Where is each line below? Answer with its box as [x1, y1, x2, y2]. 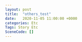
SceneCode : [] [5, 29, 34, 34]
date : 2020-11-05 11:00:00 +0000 [5, 16, 78, 21]
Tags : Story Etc [5, 25, 38, 30]
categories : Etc [5, 20, 38, 26]
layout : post [5, 7, 32, 12]
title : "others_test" [5, 12, 51, 16]
